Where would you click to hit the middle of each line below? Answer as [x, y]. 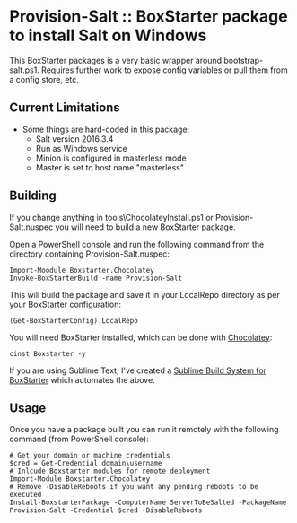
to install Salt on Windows [108, 35]
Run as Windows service [81, 148]
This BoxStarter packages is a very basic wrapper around [116, 60]
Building [33, 196]
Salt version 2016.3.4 [74, 139]
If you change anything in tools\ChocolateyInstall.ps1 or [111, 217]
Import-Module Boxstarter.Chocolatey [80, 479]
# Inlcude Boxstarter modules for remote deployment [110, 471]
